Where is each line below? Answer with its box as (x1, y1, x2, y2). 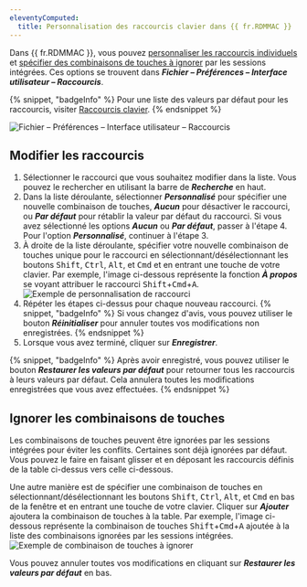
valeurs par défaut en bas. (9, 568, 112, 579)
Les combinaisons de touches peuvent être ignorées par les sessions (9, 435, 270, 446)
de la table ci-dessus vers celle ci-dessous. (9, 464, 174, 475)
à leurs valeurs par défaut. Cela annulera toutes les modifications (9, 374, 255, 385)
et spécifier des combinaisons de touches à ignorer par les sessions (9, 57, 267, 68)
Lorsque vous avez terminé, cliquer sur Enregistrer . (22, 337, 218, 348)
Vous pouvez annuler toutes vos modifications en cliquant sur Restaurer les (9, 558, 296, 569)
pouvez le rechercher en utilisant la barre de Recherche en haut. (22, 182, 267, 193)
